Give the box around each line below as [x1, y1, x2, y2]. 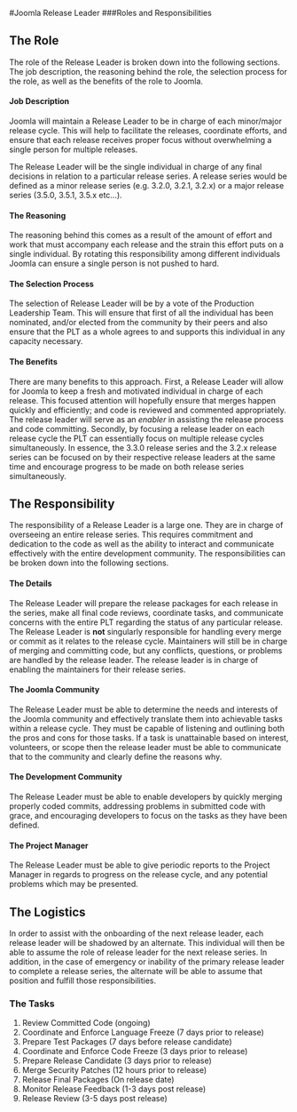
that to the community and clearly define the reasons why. [9, 751, 223, 762]
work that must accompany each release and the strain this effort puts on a [9, 239, 284, 250]
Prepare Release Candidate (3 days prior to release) [21, 1055, 213, 1066]
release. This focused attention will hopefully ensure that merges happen [9, 395, 277, 405]
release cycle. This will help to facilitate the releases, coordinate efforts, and [9, 125, 287, 136]
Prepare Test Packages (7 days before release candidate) [21, 1036, 232, 1047]
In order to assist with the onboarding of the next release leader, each [9, 928, 264, 939]
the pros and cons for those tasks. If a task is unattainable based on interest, [9, 732, 289, 743]
